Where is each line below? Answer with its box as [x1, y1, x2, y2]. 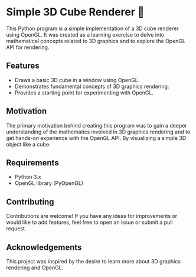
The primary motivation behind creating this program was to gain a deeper [6, 122, 187, 129]
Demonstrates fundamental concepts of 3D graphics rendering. [14, 83, 169, 90]
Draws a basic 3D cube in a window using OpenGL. [14, 76, 140, 83]
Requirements [6, 158, 59, 168]
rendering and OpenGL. [6, 264, 64, 271]
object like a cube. [6, 141, 51, 148]
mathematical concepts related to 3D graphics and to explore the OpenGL [6, 37, 186, 44]
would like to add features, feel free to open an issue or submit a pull [6, 219, 173, 226]
